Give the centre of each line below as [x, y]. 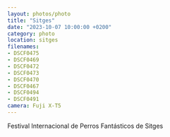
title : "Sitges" [31, 20]
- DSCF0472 [23, 66]
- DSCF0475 [23, 54]
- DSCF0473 [23, 73]
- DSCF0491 [23, 100]
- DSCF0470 [23, 79]
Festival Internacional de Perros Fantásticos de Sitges [85, 126]
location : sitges [33, 40]
